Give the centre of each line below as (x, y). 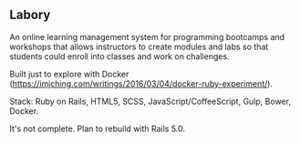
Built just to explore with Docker (69, 74)
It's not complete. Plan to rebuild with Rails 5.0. (97, 128)
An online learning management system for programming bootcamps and (147, 36)
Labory (30, 15)
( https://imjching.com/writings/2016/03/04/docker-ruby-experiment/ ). (141, 83)
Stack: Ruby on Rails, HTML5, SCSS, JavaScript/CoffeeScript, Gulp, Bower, (150, 101)
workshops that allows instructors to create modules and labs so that (139, 46)
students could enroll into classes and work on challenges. (119, 56)
